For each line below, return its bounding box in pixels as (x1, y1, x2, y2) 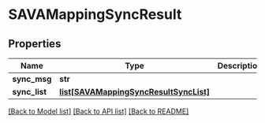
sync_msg (12, 73, 52, 84)
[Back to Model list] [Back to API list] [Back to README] (8, 106, 189, 116)
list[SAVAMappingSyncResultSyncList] (58, 87, 211, 97)
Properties (8, 37, 62, 50)
